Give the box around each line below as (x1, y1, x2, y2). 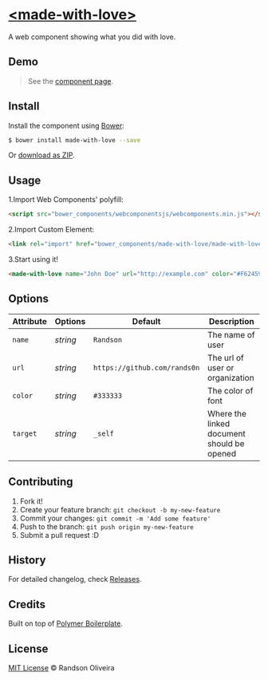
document (207, 428, 246, 439)
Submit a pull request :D (19, 530, 100, 540)
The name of (207, 329, 255, 340)
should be (207, 437, 245, 449)
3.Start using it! (8, 255, 58, 264)
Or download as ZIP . (8, 150, 75, 160)
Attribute (12, 315, 48, 326)
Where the (207, 408, 247, 419)
